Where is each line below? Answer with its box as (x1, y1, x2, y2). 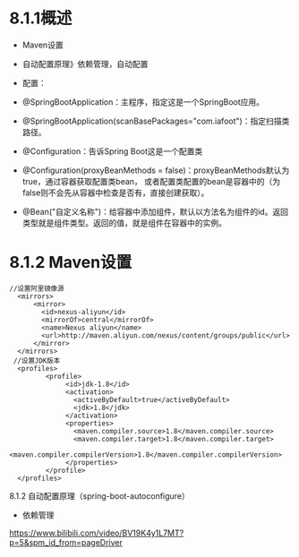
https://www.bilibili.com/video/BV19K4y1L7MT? (9, 527, 184, 538)
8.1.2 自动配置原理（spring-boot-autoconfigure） (9, 490, 190, 501)
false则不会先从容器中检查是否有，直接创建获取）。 (21, 187, 209, 198)
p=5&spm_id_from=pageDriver (9, 536, 123, 547)
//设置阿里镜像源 (9, 284, 64, 293)
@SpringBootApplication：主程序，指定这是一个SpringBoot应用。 (21, 96, 265, 107)
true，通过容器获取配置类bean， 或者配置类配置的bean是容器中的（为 (21, 176, 281, 186)
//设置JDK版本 (13, 356, 61, 365)
